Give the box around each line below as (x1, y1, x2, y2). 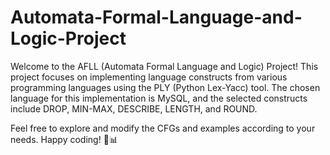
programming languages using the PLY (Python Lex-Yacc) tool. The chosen (10, 81, 321, 93)
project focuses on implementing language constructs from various (10, 71, 288, 83)
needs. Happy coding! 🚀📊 (10, 133, 118, 145)
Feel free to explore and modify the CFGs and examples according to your (10, 122, 316, 134)
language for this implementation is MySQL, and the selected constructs (10, 92, 308, 104)
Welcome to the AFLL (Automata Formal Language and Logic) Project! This (10, 60, 319, 72)
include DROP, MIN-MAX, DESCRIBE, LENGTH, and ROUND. (10, 102, 258, 115)
